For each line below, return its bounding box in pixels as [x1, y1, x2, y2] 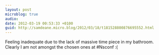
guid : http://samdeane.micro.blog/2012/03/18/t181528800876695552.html [5, 26, 154, 30]
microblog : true [5, 12, 38, 17]
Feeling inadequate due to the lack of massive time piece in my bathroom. [5, 39, 154, 45]
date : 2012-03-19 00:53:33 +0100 [5, 21, 73, 26]
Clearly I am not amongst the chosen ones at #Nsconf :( [5, 44, 118, 50]
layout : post [5, 7, 32, 12]
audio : [5, 16, 19, 21]
